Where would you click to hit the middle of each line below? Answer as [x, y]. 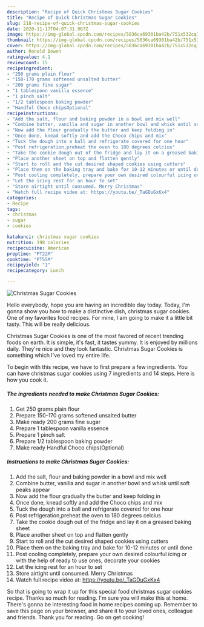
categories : [22, 197]
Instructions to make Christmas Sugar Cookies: [68, 462]
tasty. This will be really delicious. [49, 324]
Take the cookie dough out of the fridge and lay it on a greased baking [104, 522]
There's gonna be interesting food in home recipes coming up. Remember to [102, 604]
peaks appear [33, 489]
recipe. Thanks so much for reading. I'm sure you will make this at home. [97, 598]
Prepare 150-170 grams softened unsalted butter [76, 415]
